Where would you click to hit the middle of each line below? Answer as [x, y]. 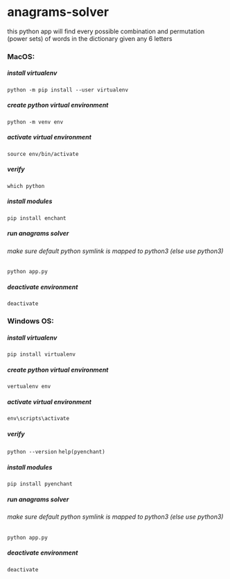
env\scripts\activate [38, 419]
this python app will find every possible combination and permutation [106, 31]
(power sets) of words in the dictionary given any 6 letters [90, 38]
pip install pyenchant [40, 484]
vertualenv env [29, 387]
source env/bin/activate [43, 154]
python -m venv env [35, 122]
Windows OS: [30, 321]
